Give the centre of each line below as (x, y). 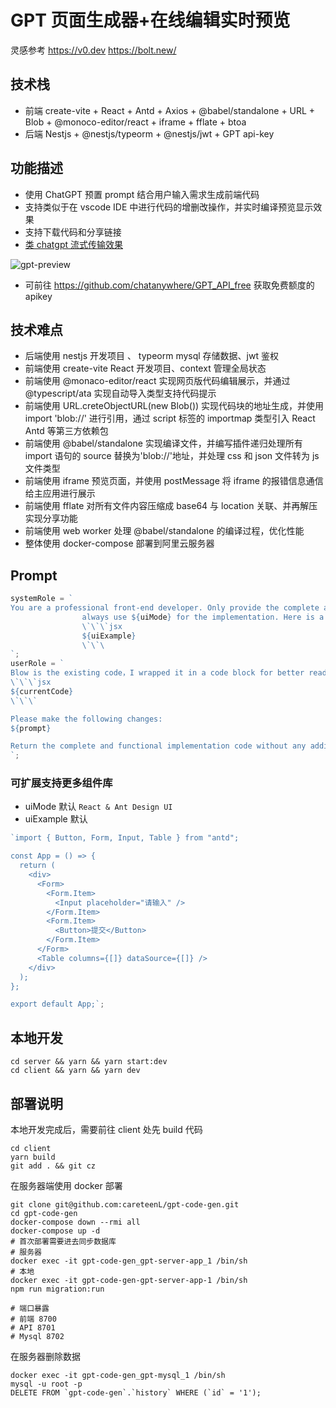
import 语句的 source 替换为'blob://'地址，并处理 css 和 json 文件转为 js (172, 456)
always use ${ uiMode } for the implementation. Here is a (203, 617)
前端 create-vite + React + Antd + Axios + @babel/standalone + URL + (170, 110)
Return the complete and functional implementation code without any (158, 746)
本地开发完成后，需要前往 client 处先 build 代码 (106, 1129)
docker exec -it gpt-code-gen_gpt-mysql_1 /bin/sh (118, 1375)
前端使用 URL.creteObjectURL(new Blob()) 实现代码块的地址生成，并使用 (174, 406)
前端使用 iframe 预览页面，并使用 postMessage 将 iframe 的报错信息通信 (174, 481)
